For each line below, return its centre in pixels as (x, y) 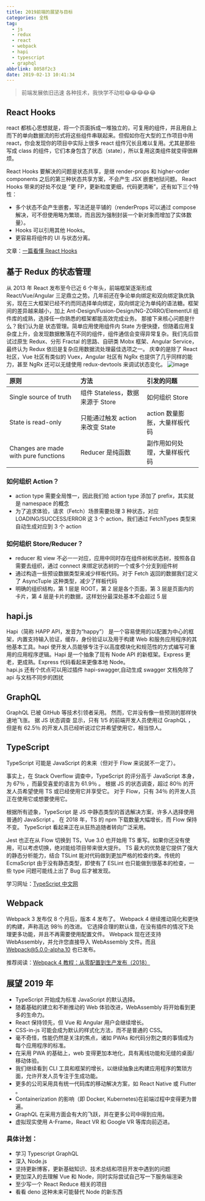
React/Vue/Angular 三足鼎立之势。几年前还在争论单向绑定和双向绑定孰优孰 (100, 295)
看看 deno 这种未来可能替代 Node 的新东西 (69, 1192)
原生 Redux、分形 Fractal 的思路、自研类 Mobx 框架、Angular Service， (107, 341)
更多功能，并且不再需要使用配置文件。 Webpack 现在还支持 (86, 934)
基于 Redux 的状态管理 (49, 272)
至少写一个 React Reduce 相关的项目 (61, 1184)
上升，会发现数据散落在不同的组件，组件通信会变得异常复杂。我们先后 (105, 333)
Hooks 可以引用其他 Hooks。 (52, 231)
